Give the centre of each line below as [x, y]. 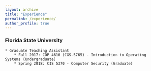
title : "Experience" [26, 14]
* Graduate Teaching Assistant [37, 50]
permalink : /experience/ [30, 19]
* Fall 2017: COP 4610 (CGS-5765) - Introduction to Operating [80, 55]
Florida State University [34, 41]
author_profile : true [27, 23]
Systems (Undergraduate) [30, 59]
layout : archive [22, 10]
